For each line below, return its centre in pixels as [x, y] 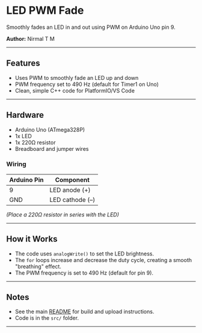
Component [72, 180]
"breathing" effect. [38, 266]
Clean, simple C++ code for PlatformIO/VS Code [75, 90]
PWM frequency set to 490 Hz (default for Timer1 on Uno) [87, 84]
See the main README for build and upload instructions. [84, 312]
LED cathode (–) [72, 200]
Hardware [25, 115]
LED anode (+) [70, 190]
